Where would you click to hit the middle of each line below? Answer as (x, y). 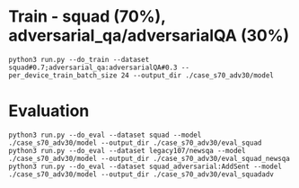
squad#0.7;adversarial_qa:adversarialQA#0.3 (93, 67)
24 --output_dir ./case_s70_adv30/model (198, 75)
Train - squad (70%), (87, 17)
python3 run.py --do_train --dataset (79, 59)
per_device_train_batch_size (63, 75)
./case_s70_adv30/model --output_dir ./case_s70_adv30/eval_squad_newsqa (149, 158)
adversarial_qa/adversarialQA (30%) (149, 36)
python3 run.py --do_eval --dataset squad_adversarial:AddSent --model (145, 166)
